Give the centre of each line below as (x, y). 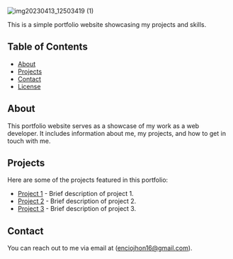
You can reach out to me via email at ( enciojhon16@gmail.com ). (100, 248)
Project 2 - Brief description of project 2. (77, 201)
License (29, 86)
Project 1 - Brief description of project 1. (75, 194)
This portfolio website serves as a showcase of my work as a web (103, 126)
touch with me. (29, 141)
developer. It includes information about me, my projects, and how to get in (117, 133)
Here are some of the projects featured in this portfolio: (88, 180)
